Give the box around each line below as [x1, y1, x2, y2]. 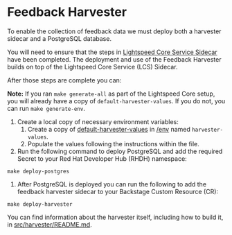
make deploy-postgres [7, 168, 70, 175]
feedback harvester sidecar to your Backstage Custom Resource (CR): [17, 187, 219, 195]
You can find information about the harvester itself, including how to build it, [7, 213, 224, 221]
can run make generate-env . [7, 104, 85, 112]
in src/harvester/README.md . [7, 220, 92, 229]
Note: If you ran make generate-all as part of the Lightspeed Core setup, [7, 89, 215, 98]
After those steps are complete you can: [7, 76, 122, 84]
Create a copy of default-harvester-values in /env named [27, 125, 190, 133]
